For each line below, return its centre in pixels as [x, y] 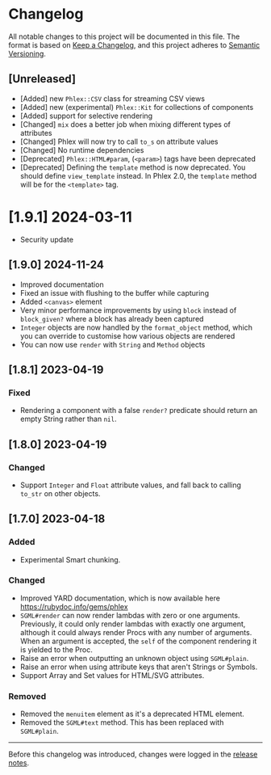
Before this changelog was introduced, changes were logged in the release [133, 754]
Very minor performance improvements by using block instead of [128, 310]
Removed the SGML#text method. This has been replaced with [122, 722]
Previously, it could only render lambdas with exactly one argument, [133, 624]
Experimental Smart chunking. [70, 559]
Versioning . [27, 53]
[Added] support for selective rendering [86, 116]
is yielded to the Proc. [56, 649]
